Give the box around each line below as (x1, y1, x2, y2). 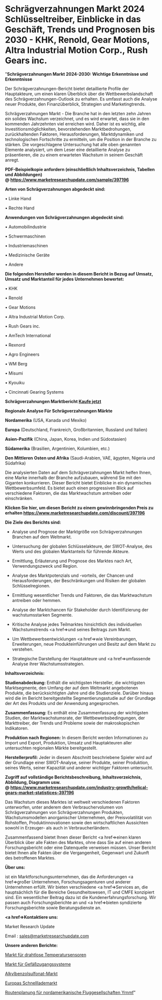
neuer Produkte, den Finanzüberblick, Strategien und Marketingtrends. (5, 101, 146, 107)
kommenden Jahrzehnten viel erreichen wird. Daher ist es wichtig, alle (5, 121, 146, 127)
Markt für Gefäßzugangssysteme (5, 961, 71, 967)
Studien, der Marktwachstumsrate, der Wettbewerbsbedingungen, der (5, 715, 145, 721)
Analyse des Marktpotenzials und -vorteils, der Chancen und (12, 572, 134, 578)
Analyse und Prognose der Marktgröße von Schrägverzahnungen (12, 529, 143, 534)
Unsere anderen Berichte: (5, 942, 58, 948)
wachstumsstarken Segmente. (12, 612, 73, 618)
